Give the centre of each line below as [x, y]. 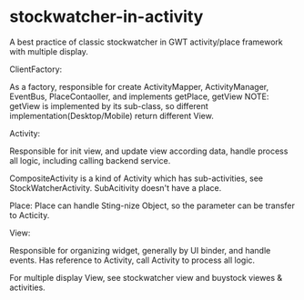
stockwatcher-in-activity [106, 17]
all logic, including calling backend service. [90, 160]
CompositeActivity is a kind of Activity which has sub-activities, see [137, 178]
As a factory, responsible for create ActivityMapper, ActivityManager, [139, 86]
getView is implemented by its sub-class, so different [109, 105]
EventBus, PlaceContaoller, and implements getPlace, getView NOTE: [139, 96]
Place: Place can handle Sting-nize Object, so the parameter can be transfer [152, 205]
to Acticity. [30, 215]
